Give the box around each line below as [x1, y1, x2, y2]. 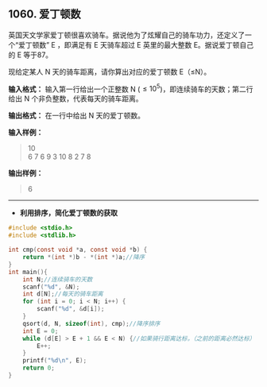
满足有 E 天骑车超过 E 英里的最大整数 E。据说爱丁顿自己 [71, 40, 254, 49]
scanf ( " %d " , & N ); [22, 283, 80, 291]
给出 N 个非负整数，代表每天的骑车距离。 [8, 94, 143, 103]
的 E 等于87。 [8, 50, 53, 60]
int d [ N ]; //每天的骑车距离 [22, 290, 103, 298]
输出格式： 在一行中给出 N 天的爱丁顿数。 [8, 110, 145, 121]
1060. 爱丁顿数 [8, 7, 81, 21]
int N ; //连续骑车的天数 [22, 275, 93, 284]
